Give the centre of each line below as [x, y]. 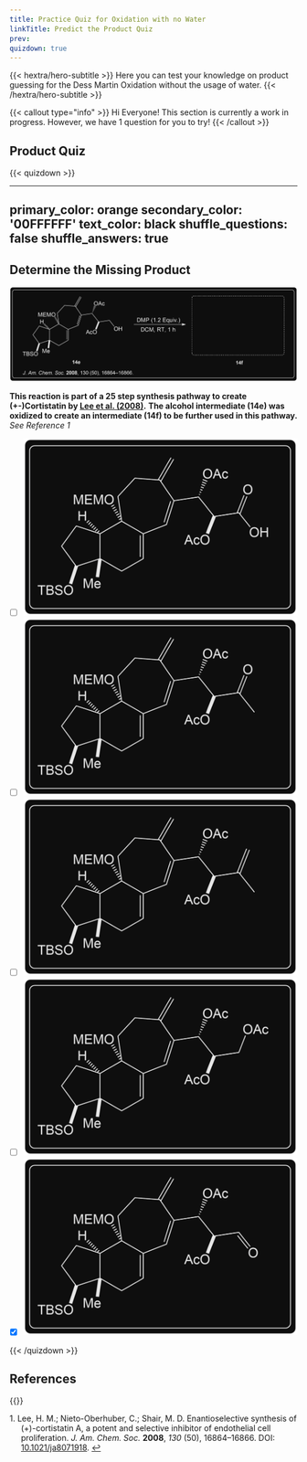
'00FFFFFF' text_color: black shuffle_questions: [148, 224]
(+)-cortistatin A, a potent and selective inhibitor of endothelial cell [146, 1428]
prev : [20, 38]
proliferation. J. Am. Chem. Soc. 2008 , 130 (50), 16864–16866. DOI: [148, 1438]
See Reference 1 [40, 425]
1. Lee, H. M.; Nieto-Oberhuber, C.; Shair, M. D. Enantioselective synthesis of [153, 1419]
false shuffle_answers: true [89, 239]
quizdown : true [38, 48]
